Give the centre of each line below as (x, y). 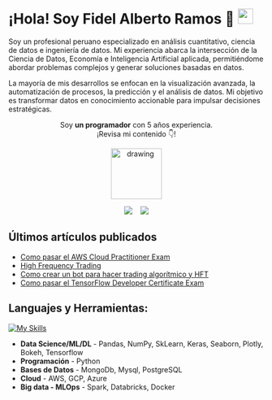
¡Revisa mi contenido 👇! (136, 133)
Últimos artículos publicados (83, 237)
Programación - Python (60, 361)
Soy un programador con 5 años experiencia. (136, 124)
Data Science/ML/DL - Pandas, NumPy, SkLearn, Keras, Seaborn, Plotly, (142, 343)
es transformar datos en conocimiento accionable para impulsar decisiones (135, 100)
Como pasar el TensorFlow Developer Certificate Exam (112, 283)
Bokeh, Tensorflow (52, 352)
